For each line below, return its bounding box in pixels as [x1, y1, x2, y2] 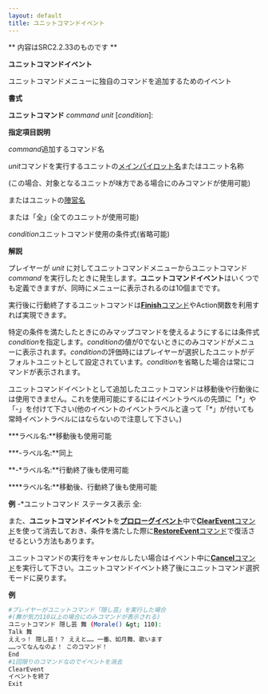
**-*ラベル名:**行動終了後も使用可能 [8, 465, 129, 474]
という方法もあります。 [22, 536, 99, 545]
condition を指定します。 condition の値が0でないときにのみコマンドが [8, 337, 235, 346]
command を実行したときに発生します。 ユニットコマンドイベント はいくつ [8, 273, 253, 282]
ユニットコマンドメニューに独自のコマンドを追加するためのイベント [8, 76, 232, 86]
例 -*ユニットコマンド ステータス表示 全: [8, 499, 142, 509]
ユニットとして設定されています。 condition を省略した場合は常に [35, 357, 248, 366]
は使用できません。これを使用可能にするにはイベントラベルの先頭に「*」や [8, 393, 257, 404]
